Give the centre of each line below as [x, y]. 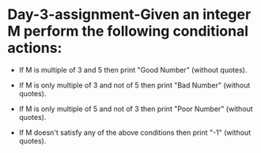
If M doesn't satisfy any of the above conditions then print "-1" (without [134, 132]
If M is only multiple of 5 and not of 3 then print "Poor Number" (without [136, 109]
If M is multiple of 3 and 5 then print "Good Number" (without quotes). [133, 69]
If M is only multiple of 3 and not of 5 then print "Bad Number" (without [134, 85]
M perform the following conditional [128, 31]
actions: [35, 48]
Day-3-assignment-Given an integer [129, 15]
